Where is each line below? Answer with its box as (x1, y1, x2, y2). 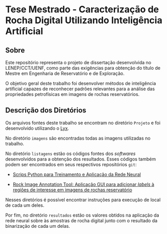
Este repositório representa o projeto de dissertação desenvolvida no (5, 60, 152, 65)
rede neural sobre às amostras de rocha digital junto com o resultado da (5, 217, 158, 224)
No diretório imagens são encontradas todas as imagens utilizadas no (5, 135, 151, 141)
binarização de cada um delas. (5, 223, 70, 229)
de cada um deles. (5, 202, 45, 208)
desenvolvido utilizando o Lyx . (5, 125, 69, 131)
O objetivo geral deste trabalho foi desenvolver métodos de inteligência (5, 81, 156, 86)
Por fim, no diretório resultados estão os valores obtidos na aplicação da (5, 212, 159, 218)
